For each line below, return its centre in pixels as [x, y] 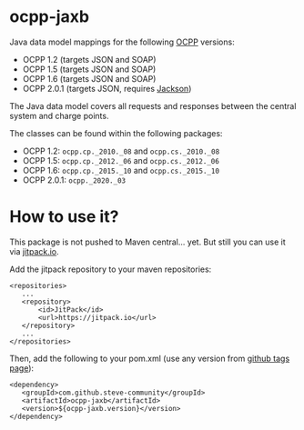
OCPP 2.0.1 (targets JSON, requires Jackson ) [107, 88]
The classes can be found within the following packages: [116, 133]
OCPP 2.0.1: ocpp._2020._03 [74, 180]
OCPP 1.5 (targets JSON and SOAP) [89, 69]
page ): [22, 368]
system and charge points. [59, 115]
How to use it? [64, 217]
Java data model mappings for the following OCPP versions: [122, 42]
